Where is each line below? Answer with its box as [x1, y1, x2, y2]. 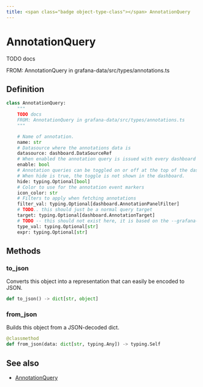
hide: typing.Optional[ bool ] [17, 178, 91, 184]
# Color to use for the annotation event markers [17, 184, 145, 190]
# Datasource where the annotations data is [17, 145, 131, 151]
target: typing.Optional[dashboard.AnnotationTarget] [17, 212, 155, 218]
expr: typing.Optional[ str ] [17, 229, 88, 235]
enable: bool [17, 161, 50, 168]
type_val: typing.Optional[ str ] [17, 223, 98, 230]
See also [6, 358, 39, 368]
